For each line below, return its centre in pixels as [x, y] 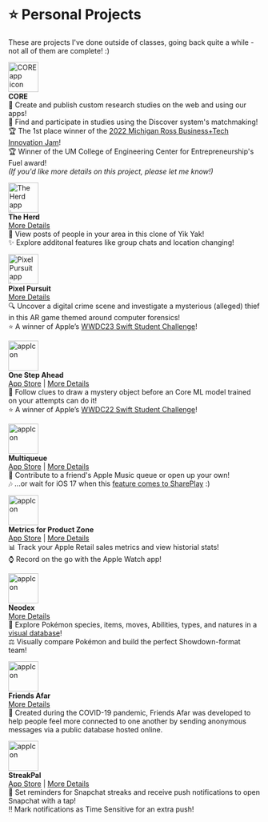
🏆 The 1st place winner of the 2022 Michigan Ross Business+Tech [119, 130]
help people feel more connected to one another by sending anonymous [127, 721]
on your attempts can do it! [53, 400]
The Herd [24, 217]
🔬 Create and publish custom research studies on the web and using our [127, 105]
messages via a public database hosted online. [86, 729]
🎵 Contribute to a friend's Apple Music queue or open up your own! [119, 475]
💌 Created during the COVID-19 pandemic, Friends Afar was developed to [130, 712]
